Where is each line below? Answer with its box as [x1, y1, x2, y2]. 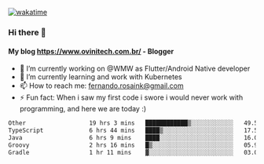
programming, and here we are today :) [19, 104, 147, 114]
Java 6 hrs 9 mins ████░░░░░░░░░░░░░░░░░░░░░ [8, 133, 234, 141]
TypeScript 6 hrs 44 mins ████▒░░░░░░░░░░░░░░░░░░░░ [8, 126, 234, 134]
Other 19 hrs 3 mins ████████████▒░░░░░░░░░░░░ [8, 119, 234, 127]
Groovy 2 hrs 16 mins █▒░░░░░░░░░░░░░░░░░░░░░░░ [8, 141, 234, 149]
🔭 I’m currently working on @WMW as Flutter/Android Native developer [19, 64, 251, 74]
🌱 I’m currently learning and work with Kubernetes [19, 72, 182, 82]
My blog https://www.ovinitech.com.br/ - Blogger [8, 46, 174, 56]
